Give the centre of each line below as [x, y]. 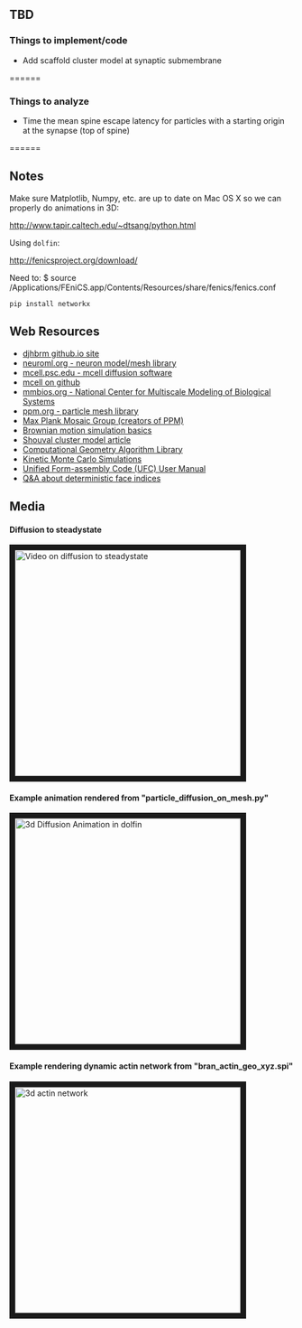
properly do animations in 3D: [64, 208]
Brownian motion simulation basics [87, 430]
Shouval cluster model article [77, 440]
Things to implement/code [69, 41]
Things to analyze [50, 101]
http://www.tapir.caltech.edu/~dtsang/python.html [103, 225]
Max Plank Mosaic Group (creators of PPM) [103, 420]
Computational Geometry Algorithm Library [102, 449]
